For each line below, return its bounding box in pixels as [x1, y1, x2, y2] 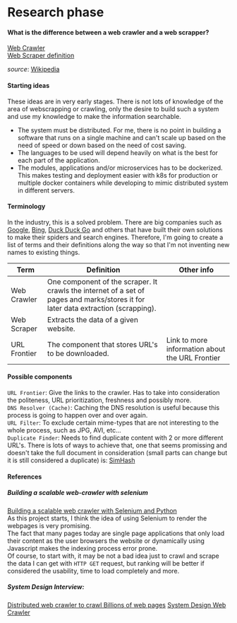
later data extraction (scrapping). [47, 303, 157, 313]
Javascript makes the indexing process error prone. [7, 544, 158, 552]
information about [166, 344, 226, 354]
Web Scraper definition [7, 51, 75, 60]
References [7, 472, 42, 481]
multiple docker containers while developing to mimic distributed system [17, 178, 229, 187]
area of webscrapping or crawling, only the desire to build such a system [7, 104, 219, 113]
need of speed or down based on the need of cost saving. [17, 141, 187, 149]
